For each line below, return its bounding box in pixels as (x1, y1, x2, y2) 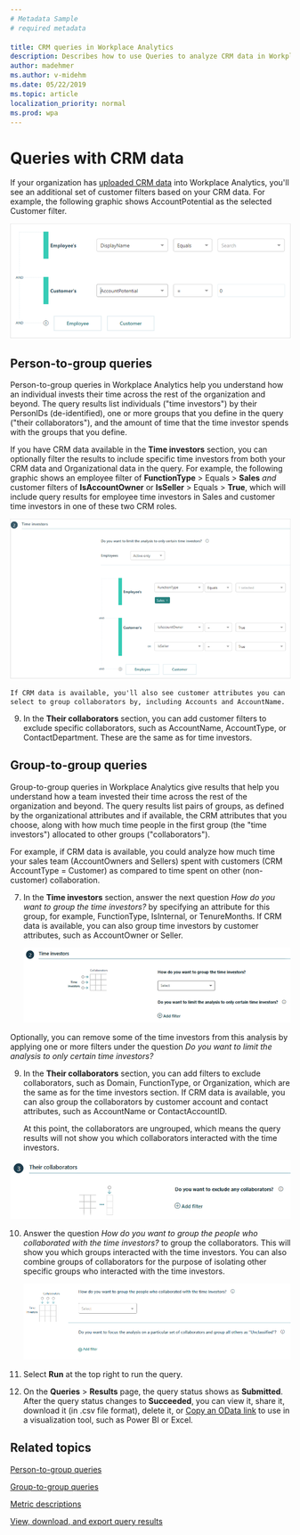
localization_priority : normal (10, 99, 126, 108)
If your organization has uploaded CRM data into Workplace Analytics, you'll (10, 177, 290, 188)
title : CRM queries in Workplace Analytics (10, 43, 174, 52)
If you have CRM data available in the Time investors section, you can (10, 444, 268, 455)
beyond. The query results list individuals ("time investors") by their (10, 398, 257, 409)
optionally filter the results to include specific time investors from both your (10, 454, 286, 464)
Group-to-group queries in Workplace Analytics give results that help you (10, 781, 280, 792)
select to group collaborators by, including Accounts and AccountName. (10, 698, 286, 707)
